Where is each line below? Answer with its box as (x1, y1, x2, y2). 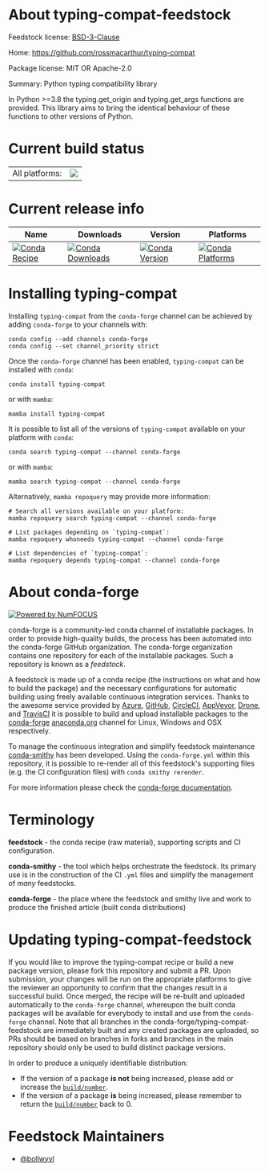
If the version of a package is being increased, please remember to (19, 1090, 242, 1100)
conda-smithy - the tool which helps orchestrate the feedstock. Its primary (8, 861, 257, 871)
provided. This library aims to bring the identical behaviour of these (8, 103, 231, 112)
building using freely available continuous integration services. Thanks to (8, 692, 250, 701)
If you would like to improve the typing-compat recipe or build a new (8, 957, 235, 966)
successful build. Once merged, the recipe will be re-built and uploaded (8, 991, 246, 1001)
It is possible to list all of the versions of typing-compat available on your (8, 424, 246, 433)
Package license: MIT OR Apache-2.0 (8, 63, 132, 73)
